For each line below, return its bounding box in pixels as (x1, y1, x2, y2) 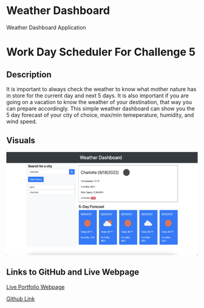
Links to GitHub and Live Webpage (6, 267, 140, 278)
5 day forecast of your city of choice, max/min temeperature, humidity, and (6, 111, 194, 119)
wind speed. (6, 117, 38, 125)
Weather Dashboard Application (6, 24, 86, 31)
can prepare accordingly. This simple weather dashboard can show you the (6, 105, 195, 112)
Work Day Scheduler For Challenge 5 (6, 45, 196, 59)
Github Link (6, 295, 35, 302)
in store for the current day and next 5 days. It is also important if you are (6, 92, 189, 99)
